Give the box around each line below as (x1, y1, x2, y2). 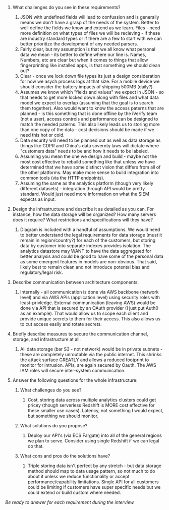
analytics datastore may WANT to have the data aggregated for (20, 248, 152, 254)
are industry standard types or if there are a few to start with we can (20, 35, 162, 41)
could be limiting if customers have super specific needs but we (27, 484, 161, 490)
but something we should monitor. (27, 413, 99, 419)
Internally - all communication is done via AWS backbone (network (20, 289, 159, 295)
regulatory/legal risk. (20, 269, 63, 275)
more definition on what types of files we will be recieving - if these (20, 30, 160, 36)
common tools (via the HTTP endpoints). (20, 175, 105, 181)
